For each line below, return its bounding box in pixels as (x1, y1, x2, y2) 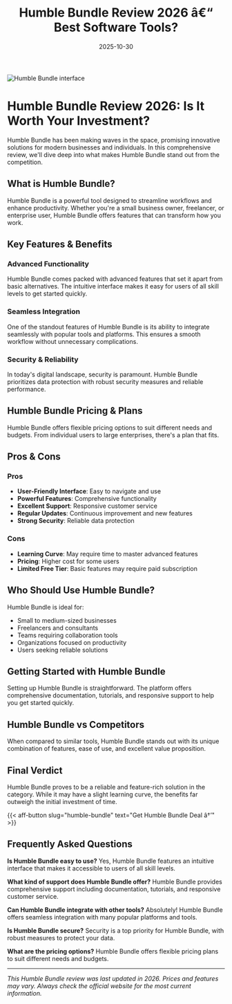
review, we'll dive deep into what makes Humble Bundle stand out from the (7, 150, 220, 158)
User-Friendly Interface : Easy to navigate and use (17, 487, 161, 495)
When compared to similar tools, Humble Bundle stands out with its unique (7, 737, 220, 745)
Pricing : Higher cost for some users (17, 557, 119, 565)
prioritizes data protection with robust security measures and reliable (7, 377, 204, 385)
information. (7, 989, 42, 997)
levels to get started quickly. (7, 289, 88, 298)
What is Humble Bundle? (7, 178, 115, 190)
